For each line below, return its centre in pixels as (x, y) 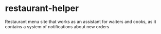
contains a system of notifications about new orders (57, 26)
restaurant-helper (42, 8)
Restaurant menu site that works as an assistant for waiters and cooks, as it (81, 22)
